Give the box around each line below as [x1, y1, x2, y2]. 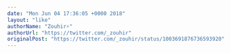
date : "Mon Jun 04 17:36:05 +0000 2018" [7, 10, 126, 17]
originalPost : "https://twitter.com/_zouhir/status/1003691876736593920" [7, 36, 225, 43]
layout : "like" [7, 17, 51, 23]
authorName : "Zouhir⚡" [7, 23, 73, 30]
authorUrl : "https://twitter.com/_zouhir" [7, 29, 132, 36]
